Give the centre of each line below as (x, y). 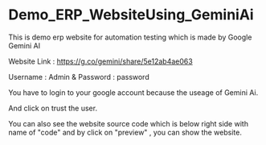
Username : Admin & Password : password (79, 77)
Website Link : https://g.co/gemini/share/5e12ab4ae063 (100, 61)
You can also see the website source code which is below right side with (129, 123)
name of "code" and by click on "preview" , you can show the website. (125, 132)
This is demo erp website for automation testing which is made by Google (130, 37)
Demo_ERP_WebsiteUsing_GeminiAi (131, 15)
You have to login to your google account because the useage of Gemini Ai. (133, 92)
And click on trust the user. (53, 108)
